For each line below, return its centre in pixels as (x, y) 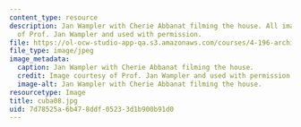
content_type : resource (54, 17)
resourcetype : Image (48, 92)
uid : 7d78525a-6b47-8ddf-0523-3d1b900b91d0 (92, 109)
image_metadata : (39, 59)
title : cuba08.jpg (43, 101)
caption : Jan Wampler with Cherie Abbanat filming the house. (136, 68)
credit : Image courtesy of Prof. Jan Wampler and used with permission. (156, 76)
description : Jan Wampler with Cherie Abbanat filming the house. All (144, 26)
